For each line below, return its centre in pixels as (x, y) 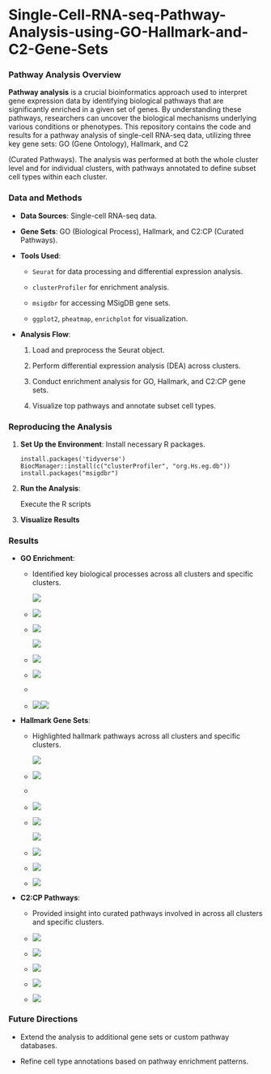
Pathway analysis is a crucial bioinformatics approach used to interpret (128, 92)
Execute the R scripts (55, 504)
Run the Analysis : (50, 489)
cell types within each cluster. (58, 177)
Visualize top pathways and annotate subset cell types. (124, 405)
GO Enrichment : (47, 558)
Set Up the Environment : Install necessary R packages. (112, 444)
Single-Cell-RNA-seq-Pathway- (117, 15)
